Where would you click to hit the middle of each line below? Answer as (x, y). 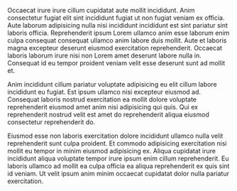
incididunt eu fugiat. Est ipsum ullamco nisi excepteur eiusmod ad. (104, 92)
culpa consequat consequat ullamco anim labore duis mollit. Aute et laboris (117, 40)
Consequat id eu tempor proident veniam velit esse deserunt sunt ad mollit (116, 63)
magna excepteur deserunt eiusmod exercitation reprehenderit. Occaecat (115, 48)
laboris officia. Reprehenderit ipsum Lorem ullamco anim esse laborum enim (118, 33)
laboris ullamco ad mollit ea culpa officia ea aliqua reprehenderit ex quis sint (118, 166)
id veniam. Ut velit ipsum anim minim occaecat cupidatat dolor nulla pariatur (118, 174)
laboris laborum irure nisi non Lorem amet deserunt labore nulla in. (104, 55)
